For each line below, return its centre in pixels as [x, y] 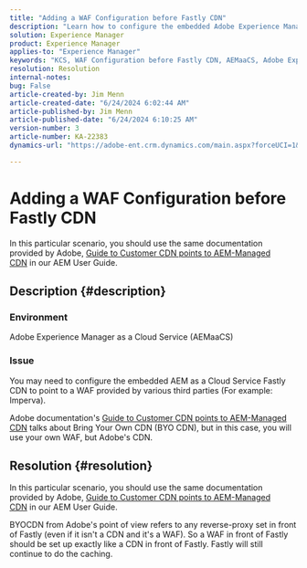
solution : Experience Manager [67, 35]
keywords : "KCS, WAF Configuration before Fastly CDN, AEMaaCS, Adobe [147, 60]
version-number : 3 [44, 129]
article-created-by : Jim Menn [67, 94]
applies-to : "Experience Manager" [75, 52]
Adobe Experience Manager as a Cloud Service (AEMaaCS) [122, 337]
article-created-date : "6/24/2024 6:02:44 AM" [100, 103]
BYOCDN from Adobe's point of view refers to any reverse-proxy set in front [153, 525]
